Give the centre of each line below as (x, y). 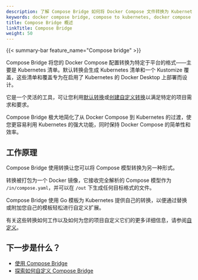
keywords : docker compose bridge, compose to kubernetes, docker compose (99, 17)
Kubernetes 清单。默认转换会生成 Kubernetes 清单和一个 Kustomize (100, 70)
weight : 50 (19, 34)
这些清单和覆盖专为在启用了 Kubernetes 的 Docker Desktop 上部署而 (99, 77)
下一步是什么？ (33, 248)
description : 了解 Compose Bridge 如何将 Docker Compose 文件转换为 (88, 12)
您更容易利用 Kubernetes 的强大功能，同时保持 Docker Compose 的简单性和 (98, 125)
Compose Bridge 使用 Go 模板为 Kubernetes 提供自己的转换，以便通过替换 (97, 200)
